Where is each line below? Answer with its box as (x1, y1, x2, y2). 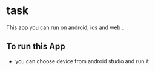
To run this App (6, 41, 65, 52)
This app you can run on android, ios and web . (6, 24, 124, 31)
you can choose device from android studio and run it (15, 57, 150, 64)
